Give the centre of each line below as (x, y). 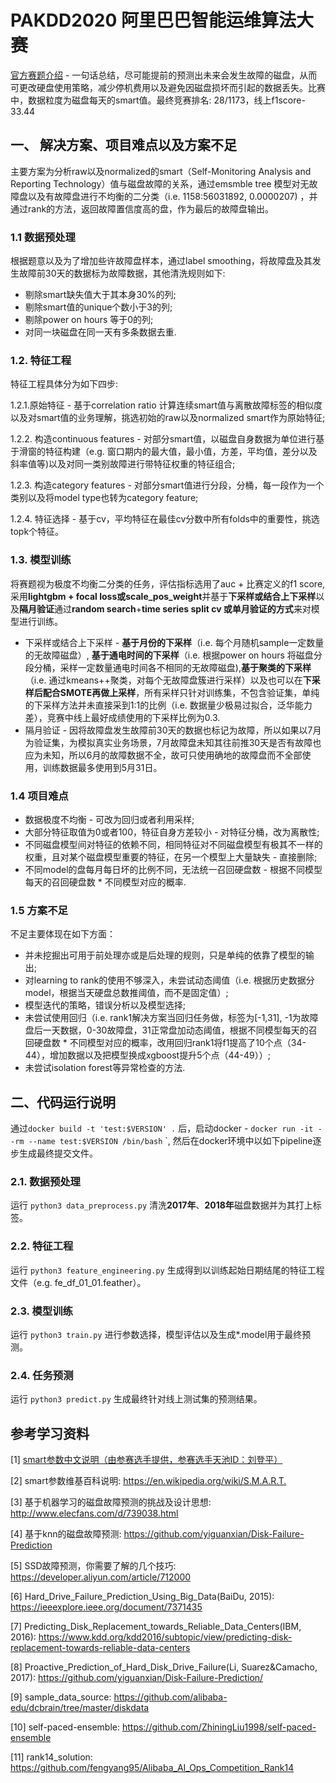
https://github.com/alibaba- (170, 1697)
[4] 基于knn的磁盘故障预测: (66, 1534)
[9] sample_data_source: (61, 1697)
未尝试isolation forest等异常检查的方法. (105, 1068)
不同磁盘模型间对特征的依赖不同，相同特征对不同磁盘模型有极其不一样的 (173, 844)
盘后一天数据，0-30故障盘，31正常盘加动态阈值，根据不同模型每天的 (166, 1030)
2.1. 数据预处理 (45, 1181)
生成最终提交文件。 (58, 1153)
